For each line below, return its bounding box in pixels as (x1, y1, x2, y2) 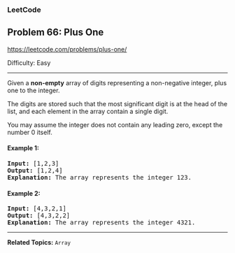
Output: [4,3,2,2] (7, 212, 71, 219)
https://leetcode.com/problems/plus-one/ (7, 45, 127, 53)
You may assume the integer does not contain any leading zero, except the (7, 120, 223, 129)
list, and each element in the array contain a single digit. (7, 107, 169, 115)
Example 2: (7, 189, 41, 197)
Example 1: (7, 144, 40, 152)
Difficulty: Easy (7, 58, 51, 67)
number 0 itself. (7, 128, 52, 136)
